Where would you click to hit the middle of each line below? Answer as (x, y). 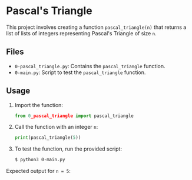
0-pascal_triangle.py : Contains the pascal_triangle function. (90, 66)
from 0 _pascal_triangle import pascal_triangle (74, 116)
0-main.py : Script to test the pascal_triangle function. (80, 72)
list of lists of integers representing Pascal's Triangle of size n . (82, 33)
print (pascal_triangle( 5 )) (48, 138)
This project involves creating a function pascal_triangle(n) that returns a (96, 27)
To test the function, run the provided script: (68, 149)
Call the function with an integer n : (56, 127)
